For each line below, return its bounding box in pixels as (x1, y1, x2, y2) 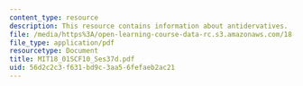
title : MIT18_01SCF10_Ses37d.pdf (9, 55, 135, 64)
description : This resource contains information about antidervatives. (9, 21, 289, 30)
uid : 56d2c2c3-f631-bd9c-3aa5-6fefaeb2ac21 (9, 64, 176, 73)
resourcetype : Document (9, 47, 99, 56)
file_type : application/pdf (9, 38, 115, 47)
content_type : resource (9, 13, 99, 22)
